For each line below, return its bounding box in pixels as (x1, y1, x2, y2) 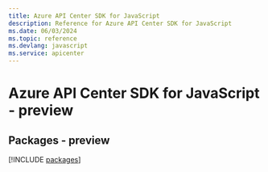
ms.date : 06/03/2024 (8, 27, 78, 35)
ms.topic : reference (8, 34, 78, 43)
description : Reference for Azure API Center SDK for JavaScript (8, 19, 232, 27)
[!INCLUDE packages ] (8, 155, 81, 164)
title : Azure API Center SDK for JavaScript (8, 11, 160, 20)
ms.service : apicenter (8, 49, 85, 57)
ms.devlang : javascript (8, 42, 89, 50)
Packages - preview (8, 133, 110, 147)
